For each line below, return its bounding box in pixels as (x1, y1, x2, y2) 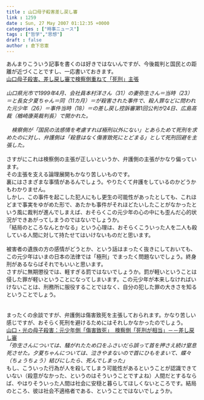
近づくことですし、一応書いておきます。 (16, 67, 117, 75)
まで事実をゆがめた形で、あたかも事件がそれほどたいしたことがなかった (11, 201, 192, 208)
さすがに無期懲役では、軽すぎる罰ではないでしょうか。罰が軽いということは (6, 268, 197, 275)
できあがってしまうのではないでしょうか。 (16, 216, 123, 223)
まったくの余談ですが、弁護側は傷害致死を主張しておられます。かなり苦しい (6, 311, 196, 319)
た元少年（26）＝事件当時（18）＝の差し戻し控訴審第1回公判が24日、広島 (6, 104, 192, 112)
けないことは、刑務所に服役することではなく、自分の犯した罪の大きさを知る (6, 283, 197, 290)
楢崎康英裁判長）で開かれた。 (16, 112, 91, 119)
